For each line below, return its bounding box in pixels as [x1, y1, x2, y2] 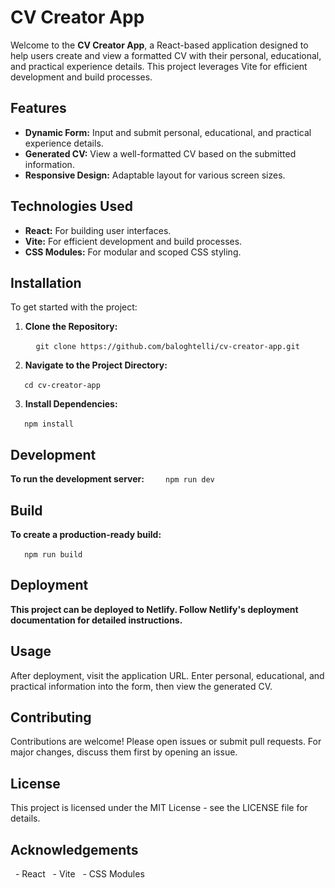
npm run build [24, 550, 83, 560]
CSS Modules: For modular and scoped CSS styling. [24, 246, 242, 258]
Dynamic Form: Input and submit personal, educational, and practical [24, 126, 312, 138]
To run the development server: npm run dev [10, 473, 215, 485]
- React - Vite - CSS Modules [14, 868, 145, 880]
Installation [10, 274, 82, 291]
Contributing [10, 709, 92, 726]
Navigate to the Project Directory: [24, 359, 168, 371]
